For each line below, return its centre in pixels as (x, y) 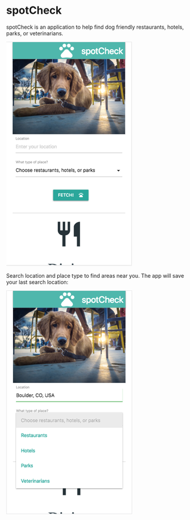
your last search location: (37, 282)
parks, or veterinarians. (35, 33)
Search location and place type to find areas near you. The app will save (95, 275)
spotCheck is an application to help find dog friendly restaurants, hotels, (95, 27)
